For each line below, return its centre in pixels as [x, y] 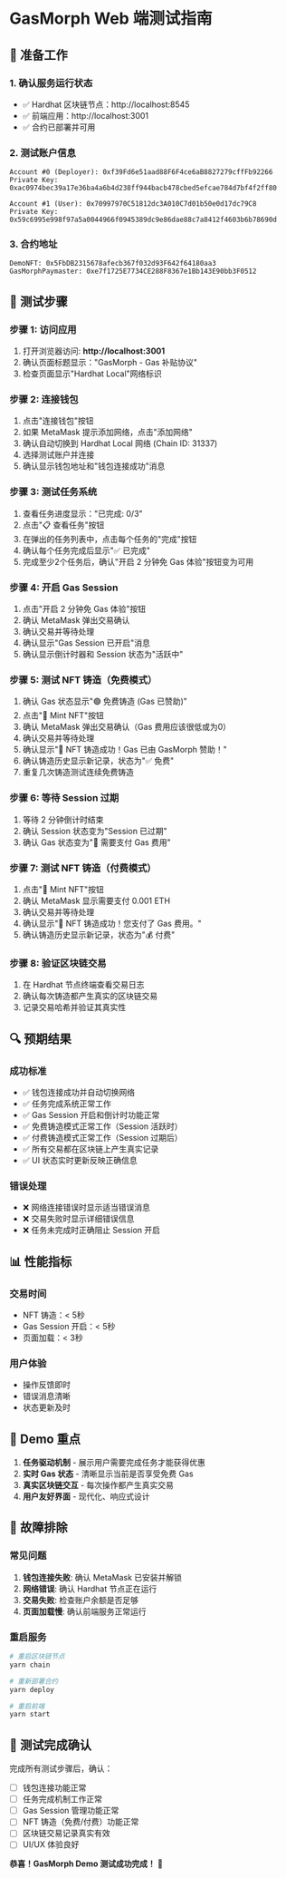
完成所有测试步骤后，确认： [61, 1768]
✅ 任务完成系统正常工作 [67, 1104]
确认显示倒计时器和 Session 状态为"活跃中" [103, 655]
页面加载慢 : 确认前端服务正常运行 [84, 1611]
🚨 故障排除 [38, 1528]
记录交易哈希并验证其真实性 [74, 1007]
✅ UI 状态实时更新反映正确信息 [80, 1160]
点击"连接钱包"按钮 [58, 421]
